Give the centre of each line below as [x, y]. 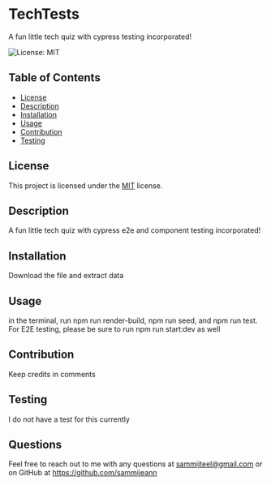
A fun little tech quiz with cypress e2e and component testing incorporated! [135, 230]
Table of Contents [55, 78]
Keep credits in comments [52, 374]
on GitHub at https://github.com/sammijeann [83, 473]
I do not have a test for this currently [69, 419]
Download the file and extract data [66, 276]
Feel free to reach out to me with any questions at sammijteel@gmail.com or [135, 464]
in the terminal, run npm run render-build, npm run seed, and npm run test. [133, 320]
